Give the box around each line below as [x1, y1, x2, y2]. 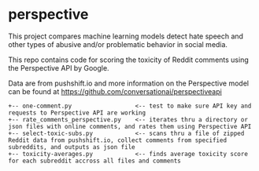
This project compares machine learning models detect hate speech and [8, 31, 244, 41]
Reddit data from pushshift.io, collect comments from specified [8, 136, 227, 144]
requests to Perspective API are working [8, 108, 146, 117]
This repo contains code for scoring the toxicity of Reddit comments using [8, 55, 250, 64]
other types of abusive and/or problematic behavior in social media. [8, 39, 228, 49]
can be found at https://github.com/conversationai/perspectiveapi [8, 86, 222, 96]
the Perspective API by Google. [8, 63, 109, 72]
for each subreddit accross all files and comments [8, 157, 181, 165]
